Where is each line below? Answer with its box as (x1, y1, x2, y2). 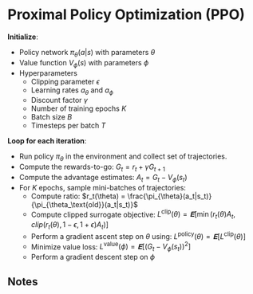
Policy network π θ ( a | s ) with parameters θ (18, 47, 156, 59)
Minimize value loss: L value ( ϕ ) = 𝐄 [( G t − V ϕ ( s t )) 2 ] (30, 241, 191, 253)
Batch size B (30, 112, 73, 122)
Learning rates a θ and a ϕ (30, 85, 113, 96)
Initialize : (7, 32, 39, 41)
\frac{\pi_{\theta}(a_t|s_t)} (127, 191, 212, 201)
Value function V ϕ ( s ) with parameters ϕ (18, 57, 149, 69)
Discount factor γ (30, 96, 89, 105)
